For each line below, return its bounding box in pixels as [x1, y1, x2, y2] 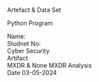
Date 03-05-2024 [7, 68, 57, 77]
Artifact [7, 54, 29, 62]
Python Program [7, 19, 53, 27]
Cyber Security [7, 47, 50, 55]
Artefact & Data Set [7, 6, 61, 14]
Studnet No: [7, 40, 41, 47]
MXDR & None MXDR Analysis [7, 61, 92, 69]
